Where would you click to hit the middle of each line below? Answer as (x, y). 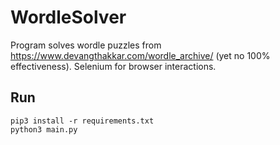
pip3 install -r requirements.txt (82, 121)
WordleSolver (68, 17)
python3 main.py (44, 129)
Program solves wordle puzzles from (86, 45)
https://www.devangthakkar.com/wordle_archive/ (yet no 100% (140, 55)
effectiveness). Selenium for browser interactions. (113, 66)
